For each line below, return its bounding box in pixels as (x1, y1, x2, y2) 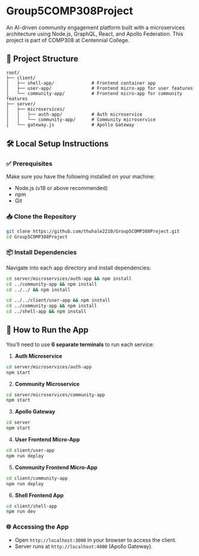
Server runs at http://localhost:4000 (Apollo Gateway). (14, 542, 153, 549)
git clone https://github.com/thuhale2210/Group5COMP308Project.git (6, 228, 180, 234)
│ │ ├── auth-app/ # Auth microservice (6, 111, 143, 117)
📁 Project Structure (6, 54, 79, 64)
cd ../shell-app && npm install (6, 309, 86, 315)
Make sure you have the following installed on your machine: (6, 173, 155, 180)
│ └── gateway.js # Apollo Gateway (6, 122, 135, 128)
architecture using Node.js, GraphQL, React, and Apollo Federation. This (6, 30, 184, 37)
